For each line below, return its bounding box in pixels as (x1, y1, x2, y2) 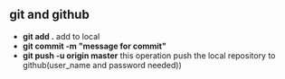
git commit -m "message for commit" (22, 40, 167, 51)
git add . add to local (22, 31, 100, 41)
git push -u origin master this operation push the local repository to (22, 49, 276, 61)
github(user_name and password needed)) (22, 59, 183, 70)
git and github (9, 7, 90, 22)
